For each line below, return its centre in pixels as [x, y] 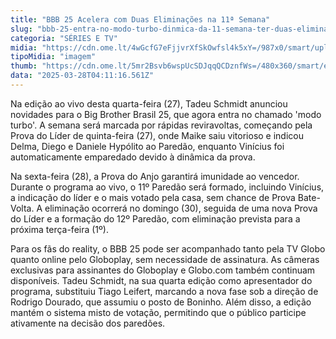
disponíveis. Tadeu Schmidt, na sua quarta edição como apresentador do [161, 280]
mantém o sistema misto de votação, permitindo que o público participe [158, 312]
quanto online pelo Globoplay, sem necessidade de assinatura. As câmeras [165, 259]
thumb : [24, 66]
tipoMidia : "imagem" [53, 57]
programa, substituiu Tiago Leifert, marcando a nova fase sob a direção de [164, 291]
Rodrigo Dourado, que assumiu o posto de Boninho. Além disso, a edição [161, 302]
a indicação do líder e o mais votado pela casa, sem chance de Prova [153, 197]
